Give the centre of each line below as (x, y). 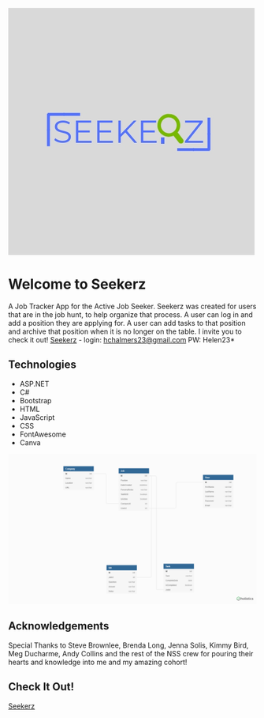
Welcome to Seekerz (77, 284)
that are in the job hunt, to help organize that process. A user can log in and (131, 314)
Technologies (43, 365)
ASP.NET (34, 384)
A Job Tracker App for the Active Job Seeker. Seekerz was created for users (132, 306)
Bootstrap (35, 400)
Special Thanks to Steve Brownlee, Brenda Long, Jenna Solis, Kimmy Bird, (128, 645)
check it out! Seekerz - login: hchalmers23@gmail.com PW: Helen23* (121, 339)
